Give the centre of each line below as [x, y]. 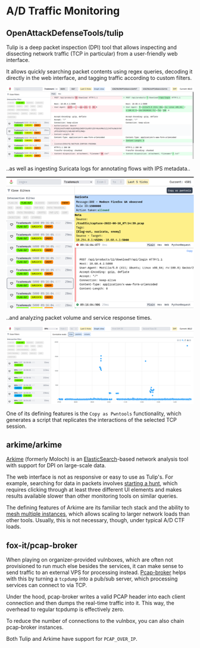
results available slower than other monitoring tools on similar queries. [92, 496]
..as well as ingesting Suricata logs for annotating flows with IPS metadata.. [98, 168]
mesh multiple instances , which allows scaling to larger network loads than [98, 514]
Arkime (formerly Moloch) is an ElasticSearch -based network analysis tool [97, 459]
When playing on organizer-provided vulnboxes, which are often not [90, 560]
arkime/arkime [34, 445]
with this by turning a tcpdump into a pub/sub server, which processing [92, 579]
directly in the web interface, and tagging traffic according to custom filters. [99, 78]
